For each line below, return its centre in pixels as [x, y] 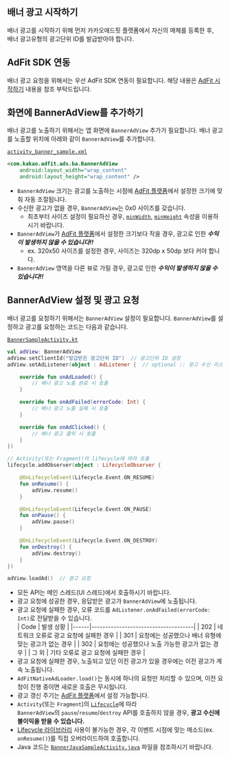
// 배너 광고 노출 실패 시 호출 [70, 409]
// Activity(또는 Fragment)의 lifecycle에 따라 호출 [78, 459]
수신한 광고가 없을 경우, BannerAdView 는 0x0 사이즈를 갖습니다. [101, 208]
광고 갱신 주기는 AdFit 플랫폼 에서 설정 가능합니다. [83, 696]
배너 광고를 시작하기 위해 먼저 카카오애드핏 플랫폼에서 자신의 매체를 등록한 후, [111, 30]
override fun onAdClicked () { [63, 427]
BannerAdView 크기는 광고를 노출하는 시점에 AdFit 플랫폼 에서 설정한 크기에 [116, 191]
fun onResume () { [44, 484]
